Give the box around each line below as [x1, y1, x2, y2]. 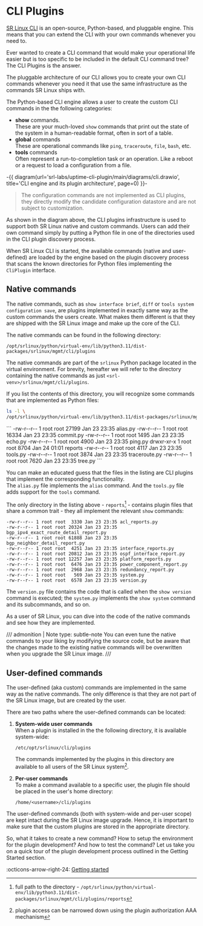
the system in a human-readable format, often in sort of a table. [14, 129, 173, 136]
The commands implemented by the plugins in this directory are [14, 755, 175, 762]
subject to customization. [21, 204, 85, 212]
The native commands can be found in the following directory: [6, 331, 161, 338]
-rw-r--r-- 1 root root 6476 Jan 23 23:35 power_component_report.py [6, 562, 188, 568]
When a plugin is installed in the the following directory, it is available [14, 726, 187, 734]
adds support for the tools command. [6, 488, 101, 495]
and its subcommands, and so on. [6, 601, 91, 608]
